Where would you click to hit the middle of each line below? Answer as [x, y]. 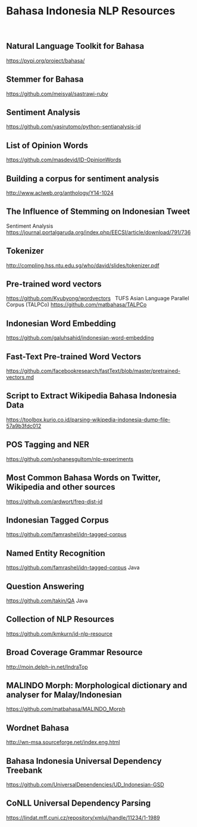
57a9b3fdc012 [24, 426]
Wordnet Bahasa [38, 728]
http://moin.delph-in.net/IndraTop [47, 667]
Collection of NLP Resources [60, 619]
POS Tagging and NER [48, 445]
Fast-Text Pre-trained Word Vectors [74, 357]
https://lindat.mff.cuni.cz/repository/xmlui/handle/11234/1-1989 [83, 817]
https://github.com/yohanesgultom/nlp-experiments [70, 459]
